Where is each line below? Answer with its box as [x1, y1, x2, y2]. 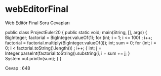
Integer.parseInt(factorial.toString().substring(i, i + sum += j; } [5, 50, 130, 56]
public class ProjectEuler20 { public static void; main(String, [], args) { [5, 29, 147, 35]
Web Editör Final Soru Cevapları [5, 20, 70, 26]
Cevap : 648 [5, 65, 31, 71]
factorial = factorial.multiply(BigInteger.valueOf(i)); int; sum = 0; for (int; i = [5, 39, 157, 45]
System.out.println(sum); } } [5, 55, 62, 61]
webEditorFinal [5, 3, 69, 15]
